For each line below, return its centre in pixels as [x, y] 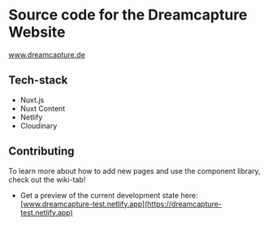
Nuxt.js [32, 100]
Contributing [41, 151]
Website [37, 32]
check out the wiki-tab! [47, 180]
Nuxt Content [43, 108]
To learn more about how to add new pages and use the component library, [135, 171]
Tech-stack [38, 80]
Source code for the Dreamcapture [128, 15]
